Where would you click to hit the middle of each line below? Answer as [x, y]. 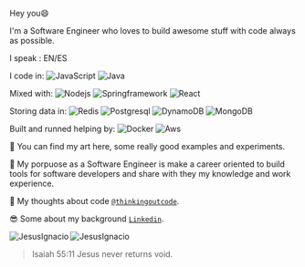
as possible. [32, 41]
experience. [32, 183]
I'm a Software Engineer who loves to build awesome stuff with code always [153, 31]
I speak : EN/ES [38, 58]
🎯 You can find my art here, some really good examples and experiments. [147, 146]
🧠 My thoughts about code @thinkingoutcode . [95, 201]
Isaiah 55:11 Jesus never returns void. [102, 254]
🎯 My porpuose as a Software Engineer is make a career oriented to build [147, 164]
